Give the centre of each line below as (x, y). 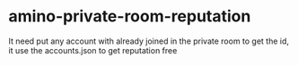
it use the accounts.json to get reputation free (93, 50)
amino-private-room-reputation (130, 16)
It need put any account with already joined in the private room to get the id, (149, 41)
